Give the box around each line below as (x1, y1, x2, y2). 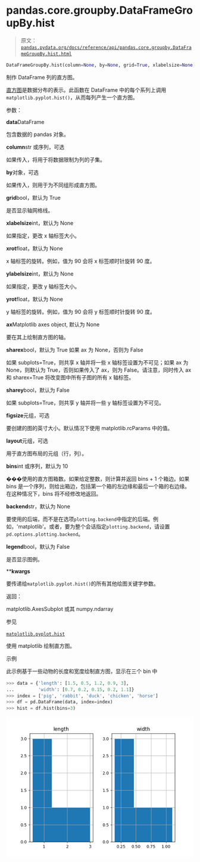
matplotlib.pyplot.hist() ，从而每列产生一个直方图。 (6, 94, 138, 101)
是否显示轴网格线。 (6, 206, 54, 214)
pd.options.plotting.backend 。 (6, 530, 84, 537)
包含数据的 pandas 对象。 (6, 131, 70, 138)
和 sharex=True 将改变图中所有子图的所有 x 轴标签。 (6, 373, 135, 381)
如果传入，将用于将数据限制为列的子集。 (6, 156, 105, 163)
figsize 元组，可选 (6, 412, 50, 419)
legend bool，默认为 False (6, 543, 70, 550)
